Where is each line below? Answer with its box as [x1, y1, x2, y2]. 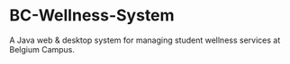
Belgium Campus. [9, 44, 75, 54]
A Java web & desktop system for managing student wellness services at [9, 35, 281, 45]
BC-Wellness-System [9, 5, 175, 26]
